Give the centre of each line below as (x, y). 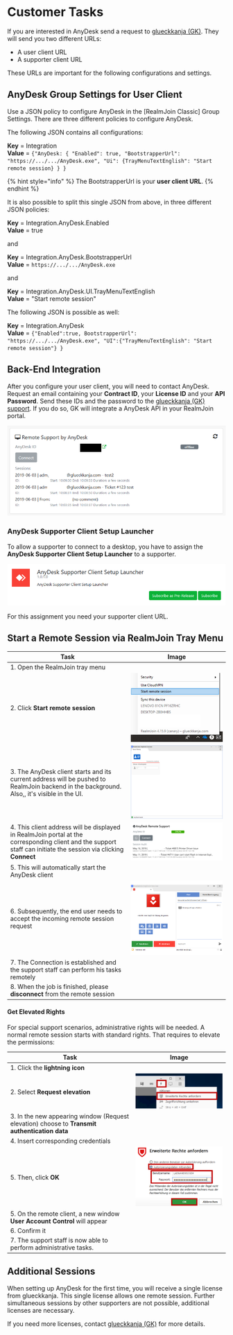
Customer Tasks (55, 12)
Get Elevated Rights (36, 1012)
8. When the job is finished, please (59, 987)
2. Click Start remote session (53, 708)
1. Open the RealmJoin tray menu (58, 667)
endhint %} (23, 189)
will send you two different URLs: (54, 38)
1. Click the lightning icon (48, 1067)
